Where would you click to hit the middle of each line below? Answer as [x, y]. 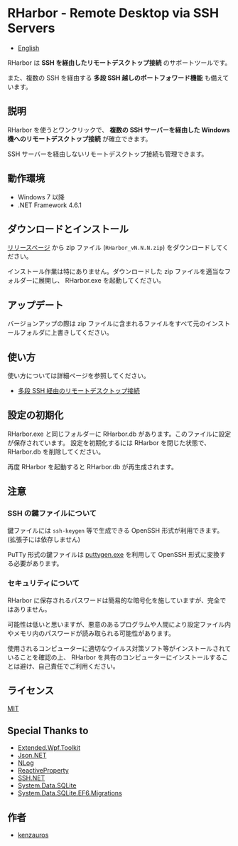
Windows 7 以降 [41, 197]
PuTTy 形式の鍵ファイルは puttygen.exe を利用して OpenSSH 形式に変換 [114, 554]
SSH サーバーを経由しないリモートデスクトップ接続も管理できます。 [108, 154]
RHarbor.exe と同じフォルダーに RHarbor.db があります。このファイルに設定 [119, 434]
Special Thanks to [48, 731]
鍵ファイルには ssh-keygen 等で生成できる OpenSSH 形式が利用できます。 [115, 530]
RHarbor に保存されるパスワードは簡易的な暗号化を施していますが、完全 [114, 600]
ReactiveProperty [43, 771]
